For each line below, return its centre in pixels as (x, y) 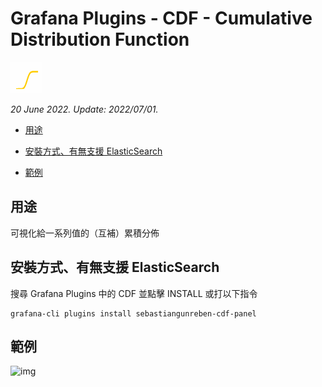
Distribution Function (100, 39)
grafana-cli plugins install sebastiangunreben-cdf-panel (133, 313)
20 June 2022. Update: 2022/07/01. (84, 109)
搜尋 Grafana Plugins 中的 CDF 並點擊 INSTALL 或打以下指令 (134, 293)
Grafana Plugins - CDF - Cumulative (161, 18)
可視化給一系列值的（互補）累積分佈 (85, 233)
